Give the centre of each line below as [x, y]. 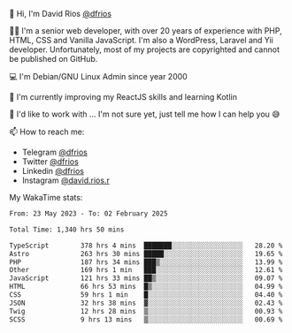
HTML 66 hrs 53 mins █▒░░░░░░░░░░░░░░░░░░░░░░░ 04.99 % [146, 287]
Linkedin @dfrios [53, 171]
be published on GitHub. [54, 59]
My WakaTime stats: [46, 197]
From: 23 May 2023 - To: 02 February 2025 [88, 214]
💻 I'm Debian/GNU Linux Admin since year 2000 [98, 76]
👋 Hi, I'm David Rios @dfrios [61, 14]
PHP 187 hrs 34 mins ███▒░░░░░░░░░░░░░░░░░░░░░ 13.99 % [146, 262]
